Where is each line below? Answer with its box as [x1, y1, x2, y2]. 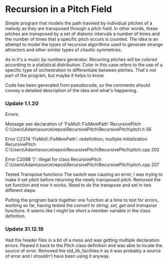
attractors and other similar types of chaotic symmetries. [5, 47, 122, 53]
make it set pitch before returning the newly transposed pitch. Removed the [5, 177, 161, 183]
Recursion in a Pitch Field [5, 4, 112, 15]
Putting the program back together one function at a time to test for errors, [5, 197, 159, 203]
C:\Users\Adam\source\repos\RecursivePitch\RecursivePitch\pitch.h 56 [5, 126, 151, 132]
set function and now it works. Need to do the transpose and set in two [5, 182, 151, 188]
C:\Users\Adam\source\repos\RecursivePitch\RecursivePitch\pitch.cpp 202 [5, 147, 160, 153]
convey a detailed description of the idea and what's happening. [5, 87, 138, 93]
